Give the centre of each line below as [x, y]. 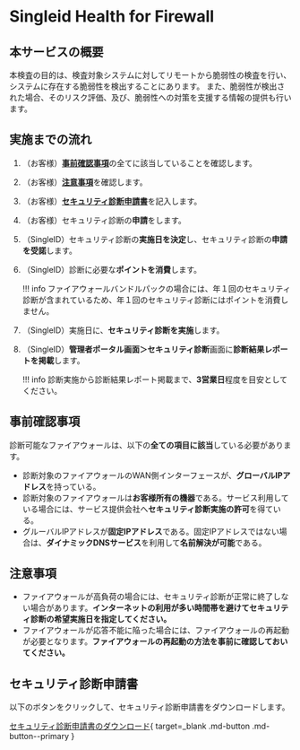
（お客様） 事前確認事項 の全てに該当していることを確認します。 [139, 162]
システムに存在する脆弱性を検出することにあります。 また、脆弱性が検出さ [147, 86]
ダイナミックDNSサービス [94, 542]
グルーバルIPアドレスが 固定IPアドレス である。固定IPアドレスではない [150, 531]
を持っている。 [73, 486]
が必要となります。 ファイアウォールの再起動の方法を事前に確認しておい [155, 641]
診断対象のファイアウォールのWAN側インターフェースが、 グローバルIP [153, 475]
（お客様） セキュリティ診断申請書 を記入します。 [112, 201]
